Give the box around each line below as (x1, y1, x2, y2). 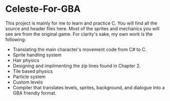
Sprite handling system (12, 52, 62, 58)
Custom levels (12, 79, 43, 85)
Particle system (12, 73, 46, 79)
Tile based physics (12, 68, 53, 74)
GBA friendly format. (12, 90, 56, 96)
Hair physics (12, 57, 40, 63)
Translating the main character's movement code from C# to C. (12, 46, 147, 52)
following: (5, 36, 26, 43)
